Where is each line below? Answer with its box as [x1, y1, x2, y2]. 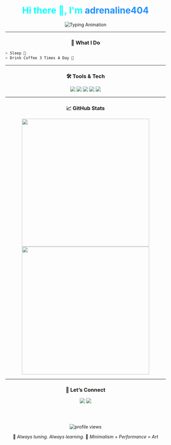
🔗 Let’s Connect [65, 386, 106, 393]
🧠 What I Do [71, 39, 100, 46]
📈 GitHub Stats [66, 105, 105, 112]
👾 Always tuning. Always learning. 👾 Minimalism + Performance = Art [12, 433, 159, 439]
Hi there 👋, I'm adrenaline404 [22, 5, 149, 16]
